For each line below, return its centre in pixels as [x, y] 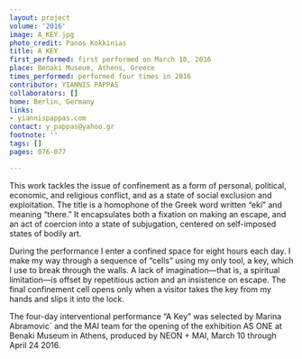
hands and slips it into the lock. [67, 299]
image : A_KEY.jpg [42, 34]
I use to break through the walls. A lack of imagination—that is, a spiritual [145, 270]
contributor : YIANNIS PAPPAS [64, 85]
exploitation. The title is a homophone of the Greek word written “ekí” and [146, 205]
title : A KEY [34, 51]
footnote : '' [34, 135]
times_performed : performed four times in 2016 [101, 77]
